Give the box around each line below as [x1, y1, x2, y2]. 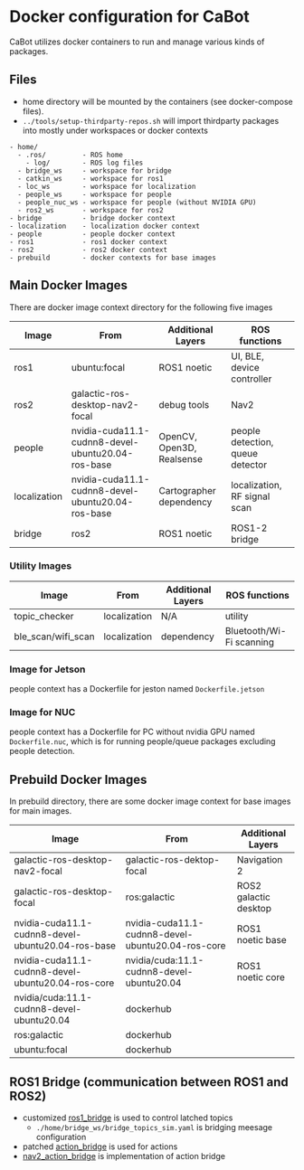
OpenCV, [157, 429, 197, 442]
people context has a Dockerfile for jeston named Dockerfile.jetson [9, 684, 265, 694]
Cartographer [157, 484, 217, 496]
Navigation [236, 854, 283, 866]
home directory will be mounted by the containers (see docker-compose [22, 96, 293, 107]
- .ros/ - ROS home [17, 150, 124, 159]
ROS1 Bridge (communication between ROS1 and [9, 1074, 289, 1090]
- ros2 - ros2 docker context [9, 245, 168, 254]
